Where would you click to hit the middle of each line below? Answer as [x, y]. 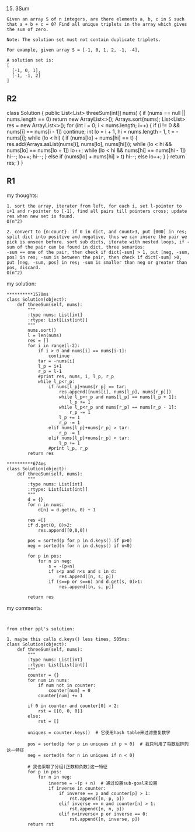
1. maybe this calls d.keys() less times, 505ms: [68, 639]
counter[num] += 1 [60, 695]
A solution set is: [30, 60]
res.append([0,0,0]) [63, 530]
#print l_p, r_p [68, 448]
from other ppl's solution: [41, 629]
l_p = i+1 [50, 366]
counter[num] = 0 [69, 690]
